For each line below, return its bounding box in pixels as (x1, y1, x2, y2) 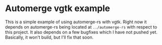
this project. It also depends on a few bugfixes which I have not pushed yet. (5, 29, 158, 35)
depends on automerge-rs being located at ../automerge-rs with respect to (5, 24, 158, 30)
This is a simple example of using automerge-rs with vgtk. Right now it (5, 19, 147, 25)
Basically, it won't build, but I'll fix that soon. (5, 34, 94, 40)
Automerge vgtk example (5, 3, 110, 14)
